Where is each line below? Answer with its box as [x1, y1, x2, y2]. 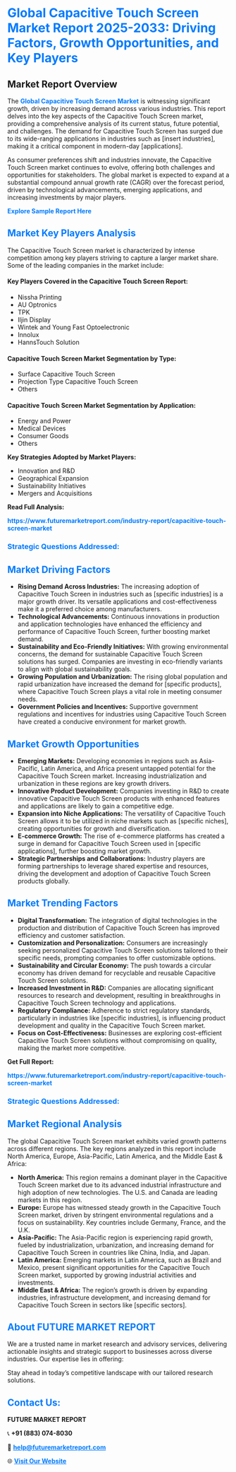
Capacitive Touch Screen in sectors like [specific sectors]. [17, 1300, 187, 1309]
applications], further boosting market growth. [17, 847, 152, 855]
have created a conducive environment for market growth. [17, 717, 187, 726]
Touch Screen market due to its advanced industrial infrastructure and [17, 1180, 222, 1189]
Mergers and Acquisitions [17, 489, 93, 497]
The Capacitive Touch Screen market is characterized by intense [7, 246, 195, 254]
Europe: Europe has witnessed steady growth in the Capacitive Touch [17, 1203, 221, 1211]
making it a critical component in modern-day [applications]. [7, 142, 183, 150]
